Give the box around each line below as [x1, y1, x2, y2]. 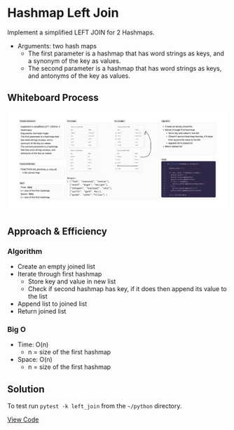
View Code [7, 415, 39, 424]
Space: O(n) [17, 356, 53, 364]
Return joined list [17, 307, 67, 316]
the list [27, 293, 48, 301]
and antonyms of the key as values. [27, 72, 131, 80]
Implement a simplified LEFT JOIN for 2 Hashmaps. [7, 28, 156, 36]
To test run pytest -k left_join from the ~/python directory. [7, 402, 182, 410]
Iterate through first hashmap [17, 270, 102, 278]
